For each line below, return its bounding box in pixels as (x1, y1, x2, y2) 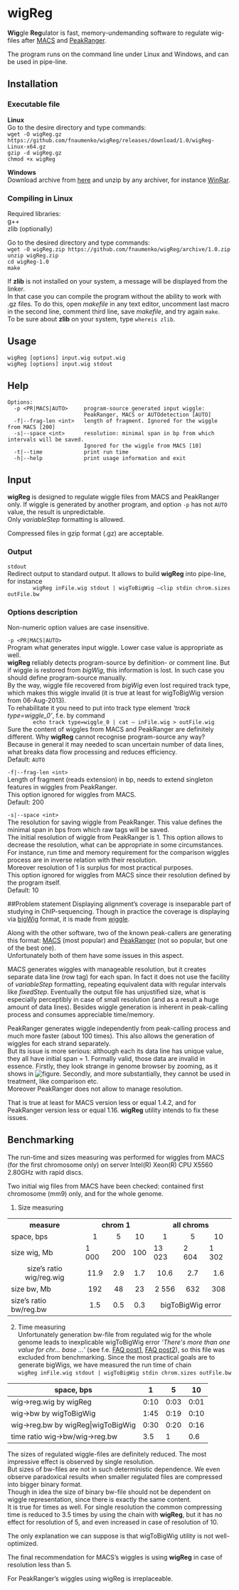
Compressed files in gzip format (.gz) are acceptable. (7, 529, 164, 538)
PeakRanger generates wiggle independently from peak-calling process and (7, 1024, 231, 1033)
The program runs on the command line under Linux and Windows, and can (7, 50, 229, 58)
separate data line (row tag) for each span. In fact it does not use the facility (7, 972, 230, 981)
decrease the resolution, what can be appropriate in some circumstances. (7, 841, 224, 849)
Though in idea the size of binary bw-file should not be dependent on (7, 1488, 211, 1496)
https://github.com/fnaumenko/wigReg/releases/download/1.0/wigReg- (7, 137, 215, 144)
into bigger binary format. (7, 1480, 83, 1488)
